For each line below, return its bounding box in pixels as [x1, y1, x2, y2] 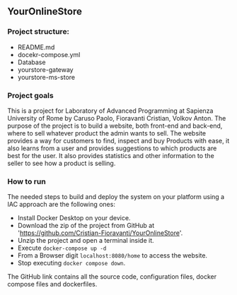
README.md [17, 42, 55, 52]
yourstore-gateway [17, 65, 74, 73]
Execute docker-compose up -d [17, 243, 107, 253]
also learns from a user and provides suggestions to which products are [7, 144, 217, 152]
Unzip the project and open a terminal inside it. [17, 236, 154, 245]
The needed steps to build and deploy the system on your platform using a [7, 193, 225, 201]
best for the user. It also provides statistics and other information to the [7, 151, 214, 159]
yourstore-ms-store [17, 73, 76, 81]
